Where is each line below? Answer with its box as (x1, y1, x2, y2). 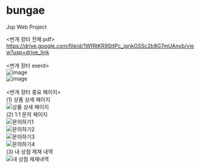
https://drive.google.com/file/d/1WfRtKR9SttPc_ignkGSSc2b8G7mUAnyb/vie (6, 42, 194, 49)
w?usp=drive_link (6, 48, 50, 55)
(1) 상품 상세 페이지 (6, 96, 51, 103)
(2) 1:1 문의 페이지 (6, 111, 48, 118)
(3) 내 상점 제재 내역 (6, 148, 53, 155)
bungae (6, 4, 45, 17)
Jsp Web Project (6, 23, 47, 30)
